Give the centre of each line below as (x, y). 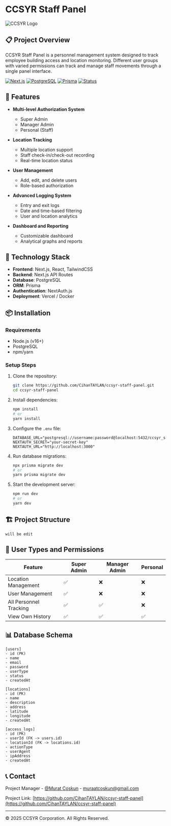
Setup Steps (21, 365)
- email (13, 663)
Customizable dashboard (47, 235)
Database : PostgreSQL (37, 280)
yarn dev (22, 504)
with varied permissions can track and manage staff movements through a (83, 66)
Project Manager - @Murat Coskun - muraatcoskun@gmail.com (72, 788)
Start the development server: (44, 485)
